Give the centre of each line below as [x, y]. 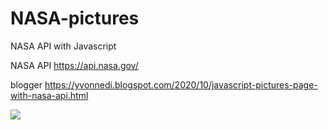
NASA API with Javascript [63, 46]
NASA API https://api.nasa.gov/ [74, 65]
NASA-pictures [75, 18]
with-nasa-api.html [49, 95]
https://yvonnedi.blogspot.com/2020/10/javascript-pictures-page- [181, 84]
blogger [26, 84]
